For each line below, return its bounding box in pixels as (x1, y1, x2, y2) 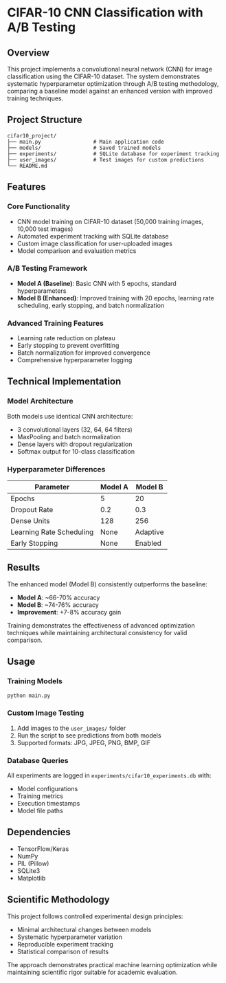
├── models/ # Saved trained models (7, 144, 161, 151)
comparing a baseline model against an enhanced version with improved (7, 87, 213, 95)
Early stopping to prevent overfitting (16, 342, 120, 350)
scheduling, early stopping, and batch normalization (16, 301, 165, 309)
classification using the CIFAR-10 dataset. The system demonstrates (7, 72, 201, 80)
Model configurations (16, 785, 78, 793)
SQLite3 (16, 866, 41, 874)
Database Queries (7, 755, 69, 765)
